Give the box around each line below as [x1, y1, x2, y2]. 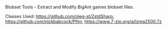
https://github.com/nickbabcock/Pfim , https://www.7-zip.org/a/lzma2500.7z [5, 19, 162, 24]
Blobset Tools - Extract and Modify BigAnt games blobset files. [5, 4, 134, 10]
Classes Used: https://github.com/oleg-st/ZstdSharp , [5, 14, 115, 19]
